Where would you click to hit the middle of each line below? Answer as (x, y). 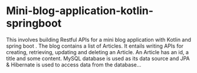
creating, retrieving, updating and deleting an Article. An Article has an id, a (97, 52)
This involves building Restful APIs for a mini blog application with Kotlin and (99, 39)
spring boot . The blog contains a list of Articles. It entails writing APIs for (95, 46)
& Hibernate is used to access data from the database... (74, 64)
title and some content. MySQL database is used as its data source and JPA (98, 58)
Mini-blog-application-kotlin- (80, 11)
